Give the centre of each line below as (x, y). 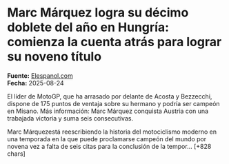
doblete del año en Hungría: (88, 27)
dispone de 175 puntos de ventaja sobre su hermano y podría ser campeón (113, 103)
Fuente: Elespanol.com (40, 75)
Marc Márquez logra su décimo (98, 13)
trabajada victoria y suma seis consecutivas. (70, 118)
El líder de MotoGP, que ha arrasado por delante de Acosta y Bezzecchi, (110, 96)
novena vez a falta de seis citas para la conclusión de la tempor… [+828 (109, 146)
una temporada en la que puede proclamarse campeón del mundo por (107, 139)
